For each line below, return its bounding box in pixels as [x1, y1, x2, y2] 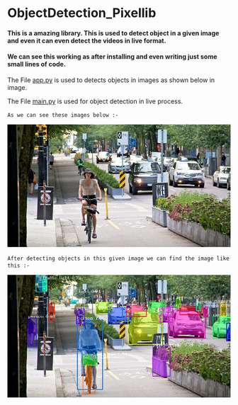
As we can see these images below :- [7, 111, 119, 118]
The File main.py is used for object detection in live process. [7, 97, 183, 105]
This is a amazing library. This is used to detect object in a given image [7, 28, 220, 37]
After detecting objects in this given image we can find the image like [7, 255, 230, 263]
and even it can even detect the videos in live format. [7, 36, 166, 45]
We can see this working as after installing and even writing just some [7, 52, 217, 61]
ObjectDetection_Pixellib [7, 5, 157, 21]
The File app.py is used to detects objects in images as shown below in [7, 76, 215, 84]
